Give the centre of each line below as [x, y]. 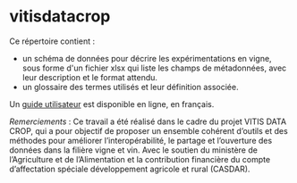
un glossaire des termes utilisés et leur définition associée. [130, 87]
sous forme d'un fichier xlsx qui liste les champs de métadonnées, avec [154, 68]
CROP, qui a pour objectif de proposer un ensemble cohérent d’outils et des [148, 130]
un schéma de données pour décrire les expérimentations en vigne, [147, 58]
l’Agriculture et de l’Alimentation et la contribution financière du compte [140, 159]
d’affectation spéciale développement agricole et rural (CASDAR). [130, 169]
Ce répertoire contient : [52, 41]
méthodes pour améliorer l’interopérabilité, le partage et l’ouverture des [141, 140]
